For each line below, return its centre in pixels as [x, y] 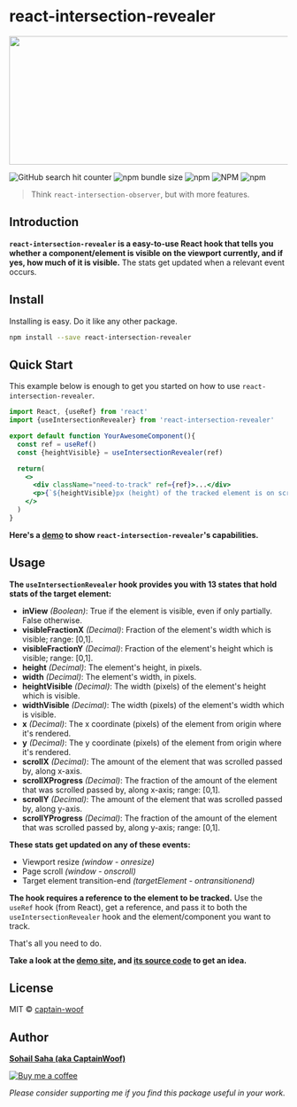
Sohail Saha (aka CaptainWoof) [68, 1059]
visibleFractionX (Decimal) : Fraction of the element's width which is [146, 629]
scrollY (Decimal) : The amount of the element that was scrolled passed [152, 799]
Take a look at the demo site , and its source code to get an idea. [128, 960]
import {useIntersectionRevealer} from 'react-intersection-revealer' [142, 420]
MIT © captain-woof [46, 1010]
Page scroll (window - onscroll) [79, 871]
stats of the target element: [61, 593]
